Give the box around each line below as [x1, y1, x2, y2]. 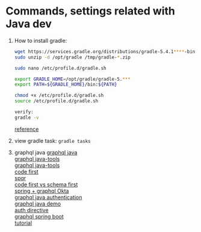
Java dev [5, 17, 52, 31]
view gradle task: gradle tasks [14, 137, 91, 144]
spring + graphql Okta [14, 187, 69, 194]
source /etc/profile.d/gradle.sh [14, 98, 99, 104]
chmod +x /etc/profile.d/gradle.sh [14, 92, 104, 99]
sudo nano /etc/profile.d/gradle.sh [14, 65, 107, 71]
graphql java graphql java [14, 149, 78, 156]
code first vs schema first [14, 181, 78, 188]
